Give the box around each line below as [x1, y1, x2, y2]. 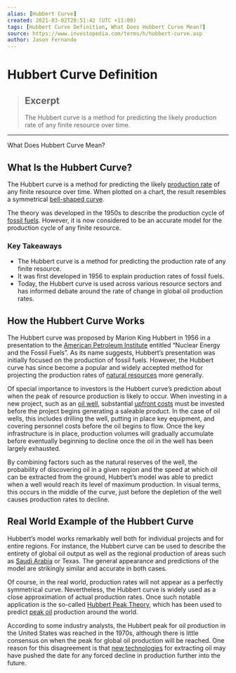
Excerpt [24, 94, 60, 106]
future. [7, 658, 27, 667]
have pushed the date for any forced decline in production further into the [7, 651, 221, 660]
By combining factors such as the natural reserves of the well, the [7, 458, 198, 466]
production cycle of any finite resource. [7, 223, 122, 232]
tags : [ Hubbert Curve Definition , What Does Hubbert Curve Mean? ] [7, 23, 206, 30]
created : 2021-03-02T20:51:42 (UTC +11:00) [7, 17, 137, 24]
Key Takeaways [7, 241, 63, 250]
